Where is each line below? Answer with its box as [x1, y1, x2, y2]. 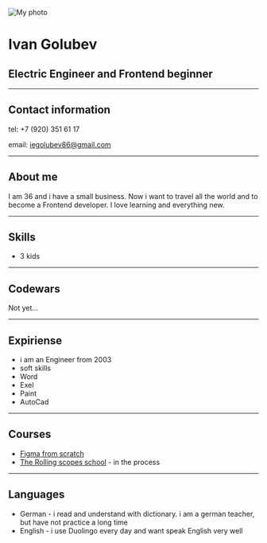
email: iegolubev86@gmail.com [8, 139, 111, 149]
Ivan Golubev [8, 36, 98, 53]
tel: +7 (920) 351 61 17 [8, 124, 80, 134]
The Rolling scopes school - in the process [19, 457, 161, 467]
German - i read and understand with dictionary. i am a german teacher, [19, 509, 255, 518]
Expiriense [8, 334, 63, 347]
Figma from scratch [19, 448, 85, 458]
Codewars [8, 282, 61, 295]
